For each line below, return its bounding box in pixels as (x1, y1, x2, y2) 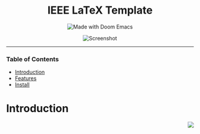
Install (14, 81, 30, 88)
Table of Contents (6, 55, 60, 63)
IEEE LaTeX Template (47, 4, 153, 17)
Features (14, 75, 37, 82)
